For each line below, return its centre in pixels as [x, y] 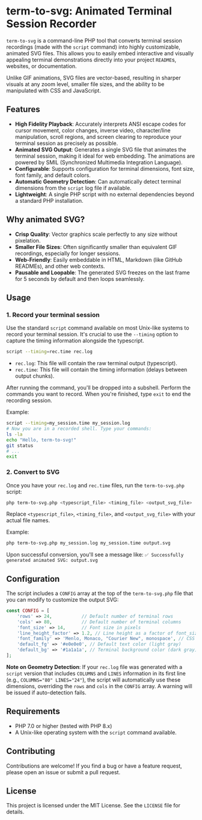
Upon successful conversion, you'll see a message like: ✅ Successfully [95, 555]
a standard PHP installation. [49, 200]
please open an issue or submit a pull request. [63, 772]
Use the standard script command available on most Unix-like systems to [98, 328]
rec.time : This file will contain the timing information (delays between [101, 370]
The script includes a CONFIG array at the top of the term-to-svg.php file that [100, 593]
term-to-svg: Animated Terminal [89, 11]
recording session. [29, 401]
